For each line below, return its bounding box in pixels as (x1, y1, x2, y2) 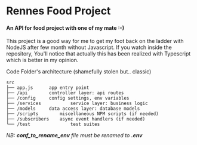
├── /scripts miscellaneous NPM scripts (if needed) (6, 111, 159, 117)
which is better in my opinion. (6, 57, 79, 64)
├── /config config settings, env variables (6, 95, 130, 101)
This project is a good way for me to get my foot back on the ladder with (6, 38, 184, 45)
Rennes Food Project (6, 4, 111, 18)
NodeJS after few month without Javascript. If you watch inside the (6, 44, 172, 51)
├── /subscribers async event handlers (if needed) (6, 116, 146, 122)
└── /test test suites (6, 121, 100, 128)
